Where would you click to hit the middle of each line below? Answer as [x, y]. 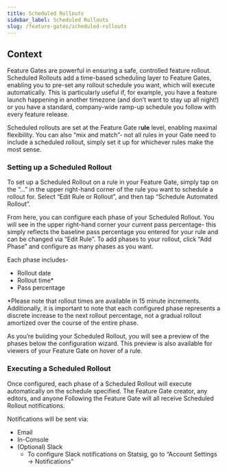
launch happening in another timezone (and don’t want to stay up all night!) [113, 100]
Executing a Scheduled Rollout [59, 369]
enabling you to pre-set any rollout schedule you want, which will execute [111, 85]
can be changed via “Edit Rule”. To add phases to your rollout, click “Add [109, 239]
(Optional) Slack [40, 446]
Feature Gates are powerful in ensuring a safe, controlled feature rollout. [109, 71]
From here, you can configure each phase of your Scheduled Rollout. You [111, 218]
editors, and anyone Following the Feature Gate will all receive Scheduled [110, 398]
